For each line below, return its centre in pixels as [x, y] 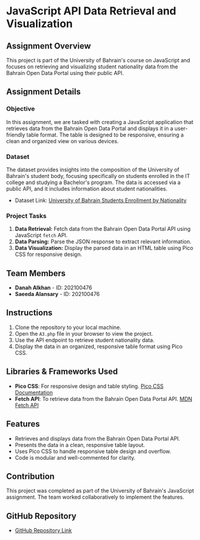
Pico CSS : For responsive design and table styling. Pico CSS [89, 386]
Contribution [30, 476]
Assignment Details [44, 92]
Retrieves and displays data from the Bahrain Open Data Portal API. [97, 438]
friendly [16, 135]
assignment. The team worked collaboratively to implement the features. [95, 497]
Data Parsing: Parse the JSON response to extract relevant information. [103, 242]
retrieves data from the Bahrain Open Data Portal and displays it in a [90, 128]
